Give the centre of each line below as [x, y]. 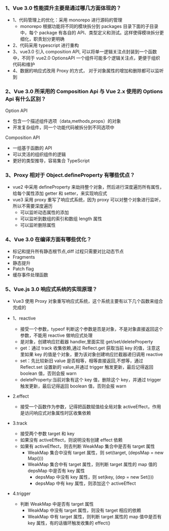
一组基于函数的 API [32, 148]
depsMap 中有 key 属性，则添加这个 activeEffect [86, 483]
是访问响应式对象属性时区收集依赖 [55, 413]
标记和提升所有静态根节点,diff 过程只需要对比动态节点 [68, 252]
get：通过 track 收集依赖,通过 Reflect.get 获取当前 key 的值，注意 [88, 348]
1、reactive [24, 318]
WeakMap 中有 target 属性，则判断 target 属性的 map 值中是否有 [95, 517]
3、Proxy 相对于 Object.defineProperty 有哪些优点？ [70, 175]
